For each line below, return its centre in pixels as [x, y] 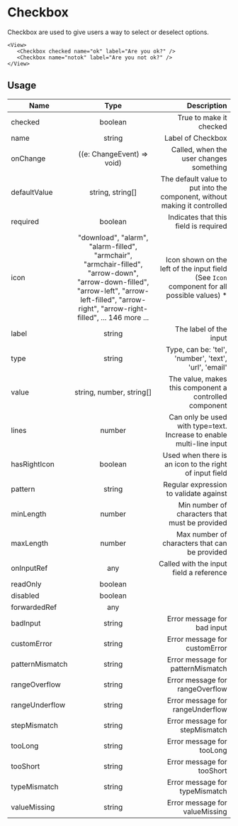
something [209, 167]
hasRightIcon [33, 464]
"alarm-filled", [113, 246]
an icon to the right [196, 464]
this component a [198, 387]
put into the [208, 188]
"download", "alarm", [113, 237]
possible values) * [197, 295]
